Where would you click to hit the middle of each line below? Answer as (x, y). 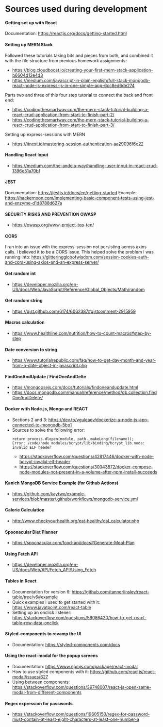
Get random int (20, 273)
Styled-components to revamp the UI (43, 634)
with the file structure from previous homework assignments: (66, 60)
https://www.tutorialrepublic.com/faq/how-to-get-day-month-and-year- (84, 360)
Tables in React (21, 581)
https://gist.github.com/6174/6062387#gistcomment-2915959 (74, 311)
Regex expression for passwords (39, 703)
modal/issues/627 (30, 677)
